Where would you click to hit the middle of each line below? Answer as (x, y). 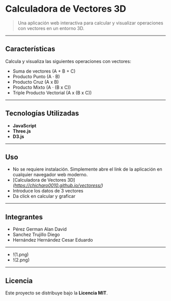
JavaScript (24, 125)
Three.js (22, 131)
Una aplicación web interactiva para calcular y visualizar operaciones (91, 23)
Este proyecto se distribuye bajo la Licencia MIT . (56, 293)
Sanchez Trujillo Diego (36, 235)
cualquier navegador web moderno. (50, 175)
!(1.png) (21, 255)
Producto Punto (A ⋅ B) (36, 76)
